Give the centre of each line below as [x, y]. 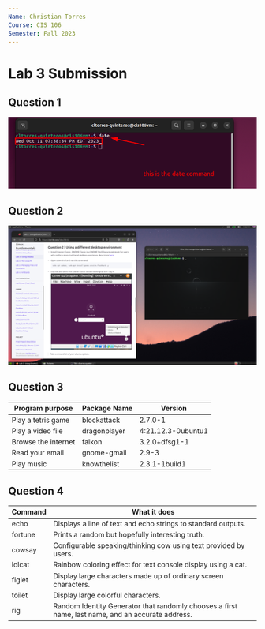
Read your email [38, 453]
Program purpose [43, 408]
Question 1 [35, 102]
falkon [92, 442]
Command [29, 512]
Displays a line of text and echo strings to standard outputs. [149, 523]
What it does [153, 512]
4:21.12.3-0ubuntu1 [174, 431]
